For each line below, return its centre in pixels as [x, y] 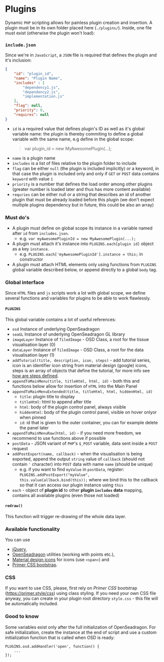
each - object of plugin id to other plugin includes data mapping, [77, 490]
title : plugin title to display [47, 396]
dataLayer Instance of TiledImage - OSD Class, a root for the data [78, 350]
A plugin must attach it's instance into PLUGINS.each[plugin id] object [83, 244]
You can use [18, 540]
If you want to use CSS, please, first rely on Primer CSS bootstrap [71, 588]
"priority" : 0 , [29, 110]
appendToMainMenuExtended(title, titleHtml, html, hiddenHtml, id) [82, 392]
